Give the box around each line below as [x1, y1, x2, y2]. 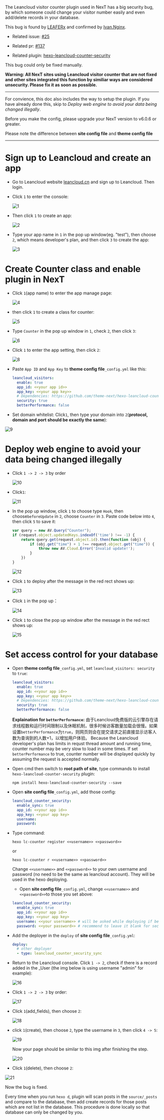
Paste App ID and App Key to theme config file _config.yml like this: [12, 366, 146, 372]
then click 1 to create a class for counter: [12, 309, 95, 315]
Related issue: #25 [12, 34, 50, 39]
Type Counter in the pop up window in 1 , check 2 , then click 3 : [12, 328, 137, 334]
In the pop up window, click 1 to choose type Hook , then [12, 508, 123, 514]
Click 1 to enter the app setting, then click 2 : [12, 347, 101, 353]
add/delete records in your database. [5, 15, 80, 20]
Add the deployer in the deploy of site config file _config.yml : [12, 932, 136, 938]
